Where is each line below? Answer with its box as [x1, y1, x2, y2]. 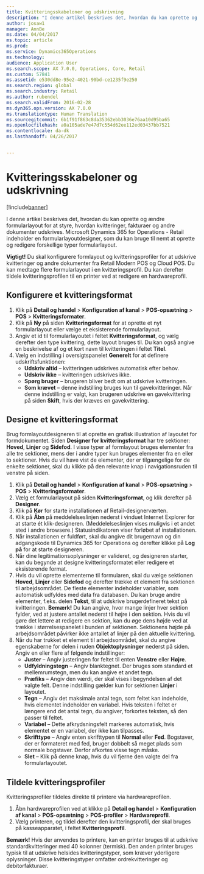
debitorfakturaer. [6, 862, 49, 870]
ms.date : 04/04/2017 [6, 32, 59, 38]
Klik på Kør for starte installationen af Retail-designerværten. [15, 507, 169, 515]
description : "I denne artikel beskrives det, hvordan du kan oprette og [6, 15, 198, 21]
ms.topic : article [6, 37, 53, 43]
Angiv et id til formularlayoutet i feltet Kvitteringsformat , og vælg [15, 332, 179, 339]
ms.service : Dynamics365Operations [6, 49, 97, 55]
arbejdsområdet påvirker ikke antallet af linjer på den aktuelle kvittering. [15, 630, 196, 637]
